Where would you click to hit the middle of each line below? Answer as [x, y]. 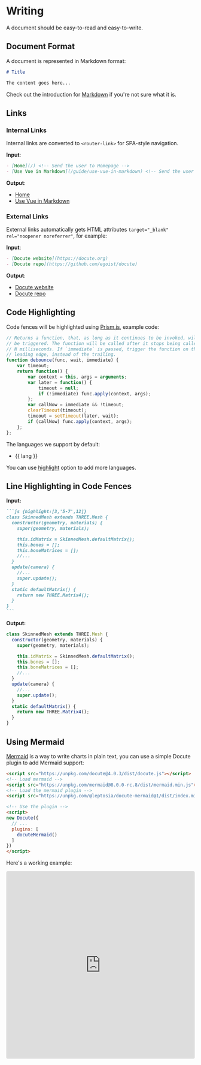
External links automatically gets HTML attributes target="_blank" [88, 230]
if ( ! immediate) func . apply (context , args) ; [95, 394]
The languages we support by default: [53, 444]
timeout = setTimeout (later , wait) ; [73, 416]
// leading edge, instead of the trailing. [61, 355]
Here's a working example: [39, 863]
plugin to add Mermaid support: [45, 763]
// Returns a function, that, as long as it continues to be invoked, [96, 338]
